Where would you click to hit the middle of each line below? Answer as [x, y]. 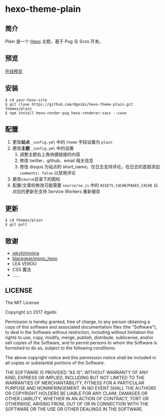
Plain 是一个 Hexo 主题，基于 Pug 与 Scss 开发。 [54, 41]
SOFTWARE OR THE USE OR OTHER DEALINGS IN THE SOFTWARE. [74, 409]
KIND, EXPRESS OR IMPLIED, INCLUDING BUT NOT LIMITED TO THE [75, 377]
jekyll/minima [26, 253]
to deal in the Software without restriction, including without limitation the [79, 332]
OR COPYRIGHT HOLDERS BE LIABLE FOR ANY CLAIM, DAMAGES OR [76, 393]
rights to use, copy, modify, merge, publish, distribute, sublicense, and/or [79, 337]
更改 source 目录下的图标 [36, 179]
